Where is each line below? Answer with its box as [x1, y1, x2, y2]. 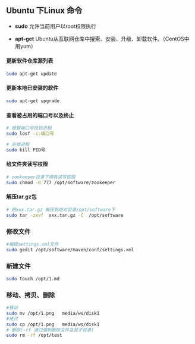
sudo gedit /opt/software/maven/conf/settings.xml [6, 247, 134, 253]
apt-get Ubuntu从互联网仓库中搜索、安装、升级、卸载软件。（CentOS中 [14, 35, 190, 42]
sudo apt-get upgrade [6, 98, 60, 104]
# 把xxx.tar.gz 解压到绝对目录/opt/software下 [6, 207, 116, 213]
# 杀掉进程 [6, 141, 30, 147]
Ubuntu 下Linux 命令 [6, 5, 83, 16]
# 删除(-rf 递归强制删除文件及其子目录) [6, 327, 94, 333]
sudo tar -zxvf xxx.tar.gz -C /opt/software [6, 212, 124, 218]
